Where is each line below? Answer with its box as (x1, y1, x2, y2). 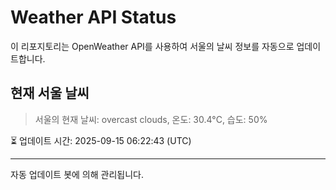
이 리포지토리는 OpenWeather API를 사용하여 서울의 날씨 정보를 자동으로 (10, 40, 295, 52)
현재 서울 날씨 (10, 85, 90, 102)
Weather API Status (10, 6, 177, 29)
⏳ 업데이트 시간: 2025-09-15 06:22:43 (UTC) (10, 134, 192, 146)
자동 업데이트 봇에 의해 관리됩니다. (10, 168, 144, 180)
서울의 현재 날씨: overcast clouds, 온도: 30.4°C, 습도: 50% (34, 113, 268, 125)
